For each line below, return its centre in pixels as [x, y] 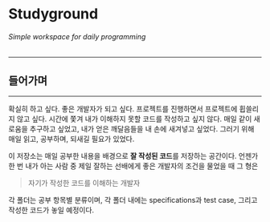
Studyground [53, 14]
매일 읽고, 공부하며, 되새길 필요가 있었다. [72, 139]
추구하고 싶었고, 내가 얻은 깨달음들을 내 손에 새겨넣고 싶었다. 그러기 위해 [142, 129]
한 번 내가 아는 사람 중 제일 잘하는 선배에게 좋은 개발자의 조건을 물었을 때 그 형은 [133, 166]
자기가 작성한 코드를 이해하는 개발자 [84, 183]
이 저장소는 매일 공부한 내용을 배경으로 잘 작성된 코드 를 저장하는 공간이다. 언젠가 [133, 156]
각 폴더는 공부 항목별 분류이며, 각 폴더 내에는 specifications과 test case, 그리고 [133, 200]
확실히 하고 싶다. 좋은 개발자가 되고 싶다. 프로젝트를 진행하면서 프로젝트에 [123, 109]
